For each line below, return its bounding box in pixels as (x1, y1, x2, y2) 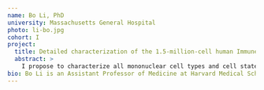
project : (7, 41, 36, 49)
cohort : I (7, 33, 40, 41)
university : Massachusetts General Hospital (7, 19, 156, 27)
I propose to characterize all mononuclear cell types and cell (21, 63, 237, 70)
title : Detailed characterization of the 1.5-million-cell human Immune (14, 48, 258, 56)
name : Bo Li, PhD (7, 11, 65, 20)
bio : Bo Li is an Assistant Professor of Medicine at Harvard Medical (7, 70, 244, 77)
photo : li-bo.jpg (7, 26, 65, 34)
